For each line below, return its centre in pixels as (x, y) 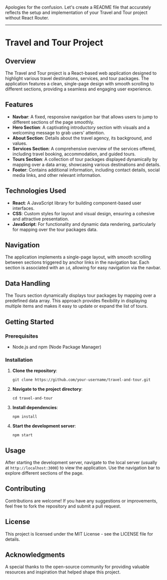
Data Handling (28, 284)
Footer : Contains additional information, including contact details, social (86, 170)
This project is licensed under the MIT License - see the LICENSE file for (79, 534)
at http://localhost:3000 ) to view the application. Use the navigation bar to (83, 468)
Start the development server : (44, 426)
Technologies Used (36, 191)
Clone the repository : (35, 371)
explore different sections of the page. (44, 473)
